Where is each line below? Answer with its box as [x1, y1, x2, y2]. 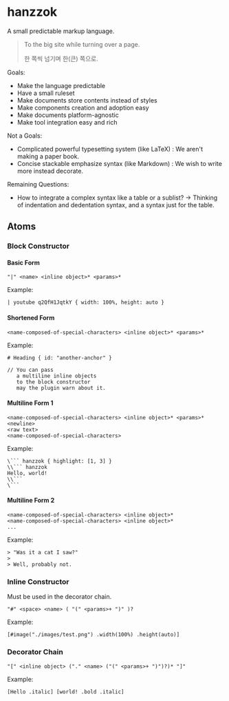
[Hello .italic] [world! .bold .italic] [7, 688, 125, 695]
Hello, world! [7, 470, 48, 477]
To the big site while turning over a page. [23, 40, 140, 48]
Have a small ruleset [17, 89, 75, 97]
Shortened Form [7, 314, 55, 322]
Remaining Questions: [7, 180, 69, 188]
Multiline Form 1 [7, 399, 54, 407]
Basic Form [7, 258, 40, 266]
